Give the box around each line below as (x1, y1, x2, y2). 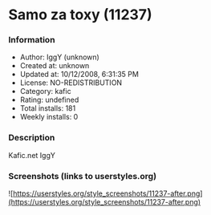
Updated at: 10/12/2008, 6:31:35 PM (19, 70, 139, 79)
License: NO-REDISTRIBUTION (19, 78, 123, 87)
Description (8, 132, 55, 144)
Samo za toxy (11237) (8, 6, 152, 24)
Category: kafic (19, 87, 71, 96)
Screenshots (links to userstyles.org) (8, 170, 157, 181)
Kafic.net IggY (8, 150, 56, 160)
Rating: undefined (19, 95, 79, 105)
